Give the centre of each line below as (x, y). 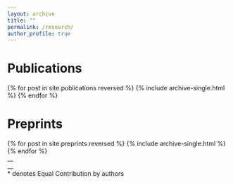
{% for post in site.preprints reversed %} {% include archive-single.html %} (117, 144)
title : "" (22, 20)
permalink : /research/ (40, 27)
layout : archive (31, 14)
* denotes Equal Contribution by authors (66, 174)
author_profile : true (39, 34)
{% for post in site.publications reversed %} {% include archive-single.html (116, 88)
